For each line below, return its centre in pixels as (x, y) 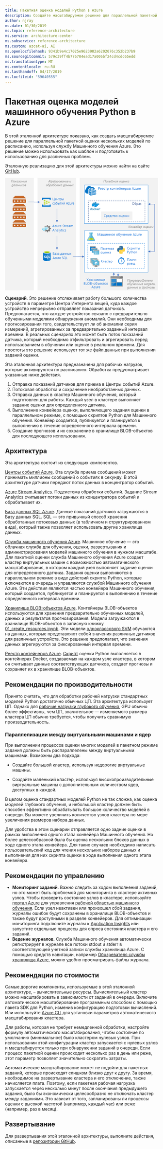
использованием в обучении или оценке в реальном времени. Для (75, 344)
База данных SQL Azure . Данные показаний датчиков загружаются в (77, 512)
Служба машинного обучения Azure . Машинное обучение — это (72, 542)
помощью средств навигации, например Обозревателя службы (79, 955)
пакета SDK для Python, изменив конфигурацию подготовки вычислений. (81, 1007)
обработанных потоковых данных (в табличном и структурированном (78, 522)
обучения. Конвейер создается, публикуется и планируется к (76, 420)
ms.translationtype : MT (29, 62)
